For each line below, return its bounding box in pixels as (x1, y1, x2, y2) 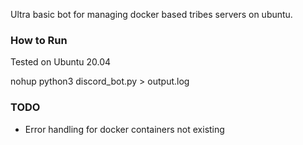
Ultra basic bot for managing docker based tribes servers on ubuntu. (10, 9, 293, 20)
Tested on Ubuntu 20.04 (10, 56, 112, 68)
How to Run (10, 33, 68, 47)
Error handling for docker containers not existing (24, 123, 225, 135)
